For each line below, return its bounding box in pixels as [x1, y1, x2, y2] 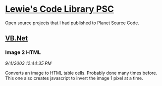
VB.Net [5, 34, 28, 43]
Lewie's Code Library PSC [5, 3, 114, 15]
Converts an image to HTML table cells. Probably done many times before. [5, 70, 158, 76]
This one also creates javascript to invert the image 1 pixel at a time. [5, 75, 144, 81]
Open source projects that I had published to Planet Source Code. [5, 20, 140, 26]
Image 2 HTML [5, 49, 41, 56]
